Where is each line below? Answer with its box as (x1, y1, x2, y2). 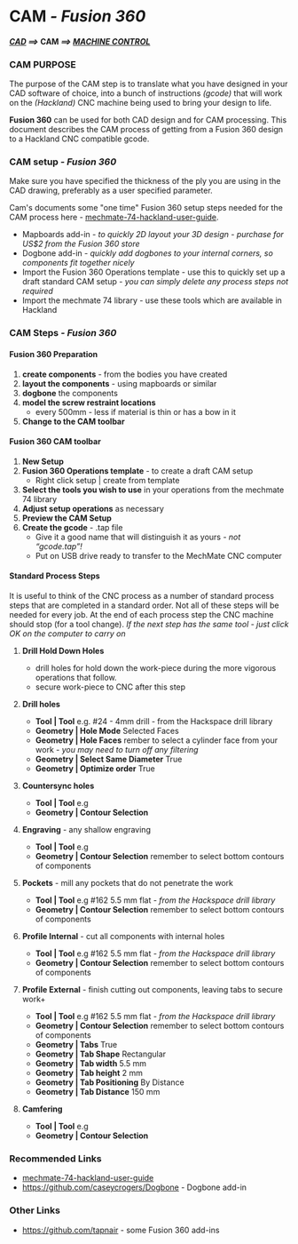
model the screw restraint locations (21, 397, 156, 408)
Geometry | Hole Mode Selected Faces (35, 725, 179, 736)
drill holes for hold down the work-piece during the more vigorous (35, 662, 277, 673)
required (21, 286, 53, 297)
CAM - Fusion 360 (9, 6, 146, 27)
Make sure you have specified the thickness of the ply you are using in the (9, 176, 281, 187)
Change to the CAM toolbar (21, 416, 126, 427)
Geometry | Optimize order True (35, 762, 155, 774)
